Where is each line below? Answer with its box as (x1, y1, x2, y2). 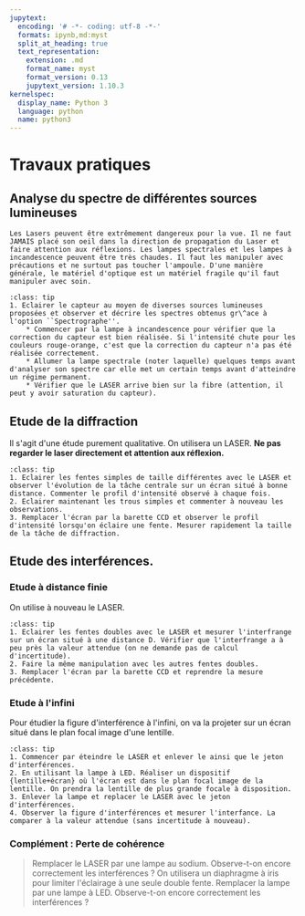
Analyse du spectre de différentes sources (9, 191, 258, 206)
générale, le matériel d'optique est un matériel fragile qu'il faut (9, 269, 280, 278)
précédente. (9, 675, 55, 684)
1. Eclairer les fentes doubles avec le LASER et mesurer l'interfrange (9, 627, 292, 637)
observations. (9, 505, 64, 514)
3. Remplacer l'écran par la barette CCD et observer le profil (9, 513, 259, 522)
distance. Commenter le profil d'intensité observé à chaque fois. (9, 489, 272, 498)
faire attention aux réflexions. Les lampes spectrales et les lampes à (9, 245, 292, 255)
